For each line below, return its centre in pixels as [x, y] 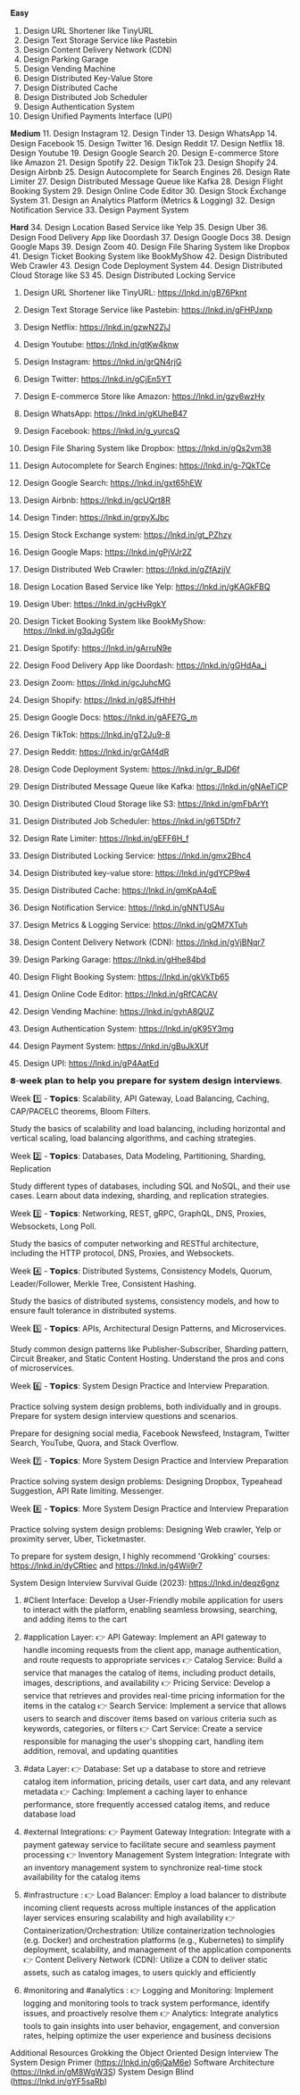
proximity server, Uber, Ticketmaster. [78, 1539]
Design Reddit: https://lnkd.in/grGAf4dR [96, 752]
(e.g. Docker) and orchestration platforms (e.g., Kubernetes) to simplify [154, 1940]
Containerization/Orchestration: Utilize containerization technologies [149, 1931]
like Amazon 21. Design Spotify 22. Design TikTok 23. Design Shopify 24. [144, 163]
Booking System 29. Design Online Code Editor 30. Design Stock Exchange [148, 191]
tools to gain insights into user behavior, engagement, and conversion [151, 2026]
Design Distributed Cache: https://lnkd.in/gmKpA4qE [120, 890]
